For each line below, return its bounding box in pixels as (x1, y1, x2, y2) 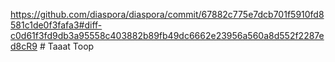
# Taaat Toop (39, 40, 95, 52)
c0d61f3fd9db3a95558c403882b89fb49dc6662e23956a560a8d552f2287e (10, 30, 325, 41)
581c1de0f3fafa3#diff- (10, 19, 103, 31)
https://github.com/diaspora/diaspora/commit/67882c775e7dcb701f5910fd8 (10, 9, 325, 20)
